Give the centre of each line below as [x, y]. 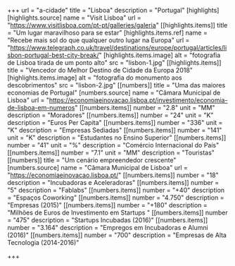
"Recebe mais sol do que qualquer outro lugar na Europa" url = [99, 40]
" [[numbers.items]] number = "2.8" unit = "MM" [145, 108]
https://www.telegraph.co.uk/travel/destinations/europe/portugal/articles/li [119, 48]
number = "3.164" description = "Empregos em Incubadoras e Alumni [108, 228]
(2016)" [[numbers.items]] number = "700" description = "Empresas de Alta [117, 235]
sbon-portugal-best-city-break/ [53, 55]
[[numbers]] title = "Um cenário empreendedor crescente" [92, 160]
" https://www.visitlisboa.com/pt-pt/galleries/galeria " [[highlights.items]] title [118, 25]
